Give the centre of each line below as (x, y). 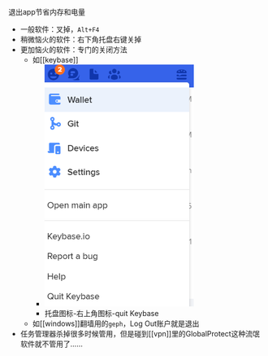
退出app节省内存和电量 (47, 12)
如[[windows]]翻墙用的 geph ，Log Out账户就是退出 (116, 323)
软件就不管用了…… (51, 344)
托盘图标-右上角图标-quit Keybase (102, 313)
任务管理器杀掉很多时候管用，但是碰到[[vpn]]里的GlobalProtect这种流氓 (140, 334)
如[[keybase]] (55, 60)
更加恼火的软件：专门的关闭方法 (73, 50)
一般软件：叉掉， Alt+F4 (60, 29)
